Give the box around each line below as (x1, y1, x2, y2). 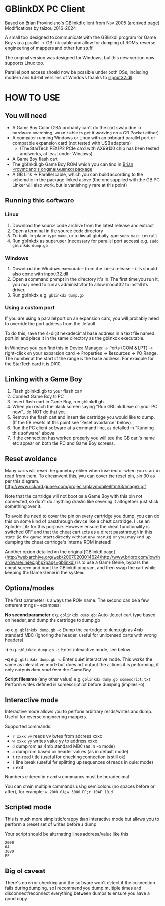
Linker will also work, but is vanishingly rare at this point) (12, 182, 127, 188)
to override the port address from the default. (5, 321, 97, 327)
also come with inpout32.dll (12, 271, 69, 277)
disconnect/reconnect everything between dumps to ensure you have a (5, 890, 150, 896)
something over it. (5, 503, 42, 509)
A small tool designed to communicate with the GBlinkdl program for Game (5, 34, 156, 40)
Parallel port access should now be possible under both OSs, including (5, 69, 148, 75)
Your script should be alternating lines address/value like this (5, 831, 129, 837)
